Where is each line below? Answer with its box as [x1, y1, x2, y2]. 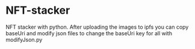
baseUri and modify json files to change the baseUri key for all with [5, 29, 173, 36]
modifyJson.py [5, 36, 43, 43]
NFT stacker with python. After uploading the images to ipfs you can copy [5, 23, 189, 30]
